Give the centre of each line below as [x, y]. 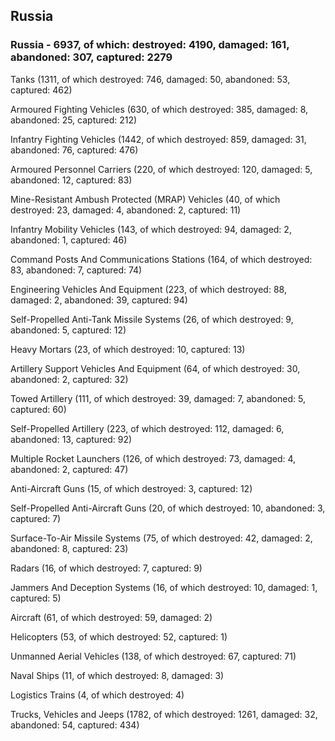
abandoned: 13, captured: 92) [71, 439]
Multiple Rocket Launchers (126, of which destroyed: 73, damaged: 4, [153, 458]
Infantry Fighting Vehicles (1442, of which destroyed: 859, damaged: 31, [158, 139]
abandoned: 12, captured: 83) [71, 180]
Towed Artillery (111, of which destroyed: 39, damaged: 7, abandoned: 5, [158, 398]
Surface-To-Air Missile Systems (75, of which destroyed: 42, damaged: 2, [161, 538]
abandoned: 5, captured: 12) [68, 330]
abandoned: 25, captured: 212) [74, 120]
